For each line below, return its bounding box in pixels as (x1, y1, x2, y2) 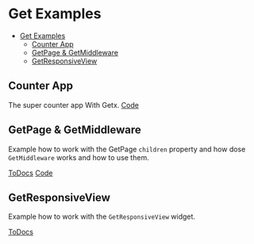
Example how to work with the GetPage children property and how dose (8, 144, 246, 154)
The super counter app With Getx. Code (8, 100, 139, 109)
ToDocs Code (8, 168, 53, 177)
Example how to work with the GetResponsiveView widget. (8, 212, 196, 222)
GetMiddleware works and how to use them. (8, 152, 149, 162)
